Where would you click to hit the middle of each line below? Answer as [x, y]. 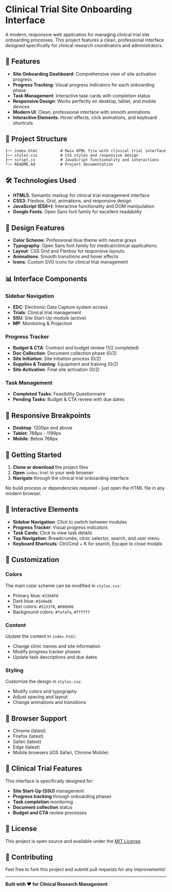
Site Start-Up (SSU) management [48, 791]
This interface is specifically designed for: [49, 781]
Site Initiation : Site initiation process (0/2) [57, 359]
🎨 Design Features [35, 228]
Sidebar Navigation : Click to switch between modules [70, 522]
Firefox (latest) [28, 736]
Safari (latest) [27, 742]
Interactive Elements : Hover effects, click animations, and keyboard [85, 117]
